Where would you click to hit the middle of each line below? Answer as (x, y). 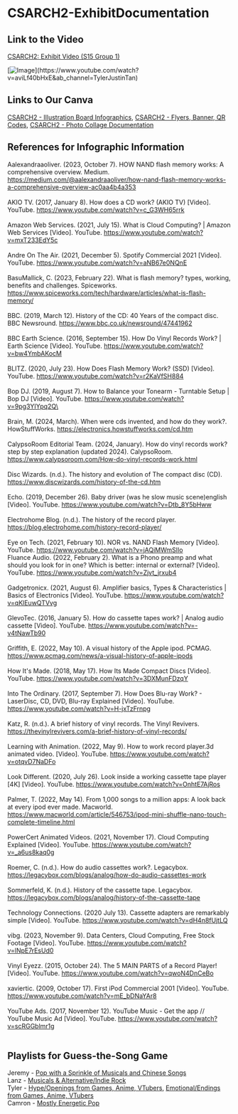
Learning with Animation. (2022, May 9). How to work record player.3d (111, 746)
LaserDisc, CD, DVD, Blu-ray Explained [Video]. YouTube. (91, 701)
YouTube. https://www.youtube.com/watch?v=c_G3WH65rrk (96, 209)
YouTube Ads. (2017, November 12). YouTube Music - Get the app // (106, 1011)
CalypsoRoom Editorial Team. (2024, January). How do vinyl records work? (118, 444)
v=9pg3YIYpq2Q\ (33, 406)
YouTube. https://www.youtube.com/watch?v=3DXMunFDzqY (98, 678)
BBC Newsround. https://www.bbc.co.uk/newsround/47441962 (100, 323)
